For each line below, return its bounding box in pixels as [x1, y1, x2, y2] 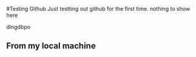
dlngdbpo [6, 24, 30, 30]
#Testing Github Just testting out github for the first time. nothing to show [6, 5, 191, 12]
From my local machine [6, 41, 96, 51]
